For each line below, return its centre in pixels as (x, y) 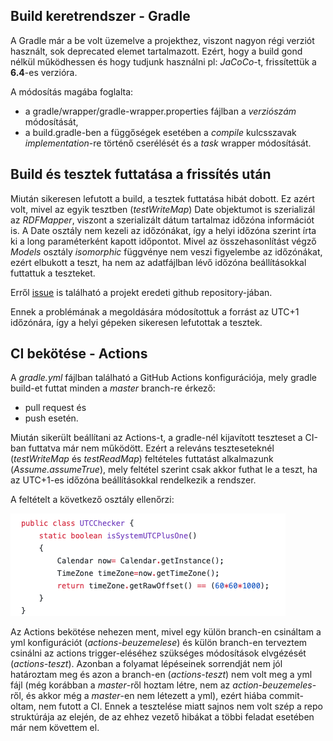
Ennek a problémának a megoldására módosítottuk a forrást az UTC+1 (155, 311)
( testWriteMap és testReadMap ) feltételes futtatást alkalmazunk (142, 459)
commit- (286, 696)
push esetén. (51, 418)
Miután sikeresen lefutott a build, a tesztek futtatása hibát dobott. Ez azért (162, 198)
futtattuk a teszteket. (53, 273)
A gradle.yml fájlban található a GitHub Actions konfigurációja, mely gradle (163, 378)
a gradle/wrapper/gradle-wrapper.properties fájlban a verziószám (160, 111)
